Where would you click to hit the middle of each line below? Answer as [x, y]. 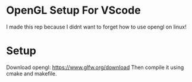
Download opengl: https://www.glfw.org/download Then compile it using [95, 67]
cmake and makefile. [32, 73]
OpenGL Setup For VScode [73, 10]
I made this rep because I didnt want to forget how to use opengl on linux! [96, 27]
